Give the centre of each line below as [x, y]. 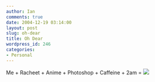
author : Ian [20, 11]
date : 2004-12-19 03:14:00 [39, 22]
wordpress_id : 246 [28, 45]
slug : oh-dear [23, 33]
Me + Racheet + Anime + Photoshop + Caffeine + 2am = [74, 72]
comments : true [25, 17]
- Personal [19, 55]
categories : [20, 50]
